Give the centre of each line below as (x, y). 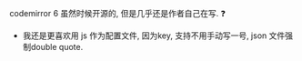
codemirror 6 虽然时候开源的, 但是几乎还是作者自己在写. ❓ (117, 13)
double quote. (57, 47)
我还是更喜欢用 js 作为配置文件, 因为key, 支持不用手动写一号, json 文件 (154, 36)
